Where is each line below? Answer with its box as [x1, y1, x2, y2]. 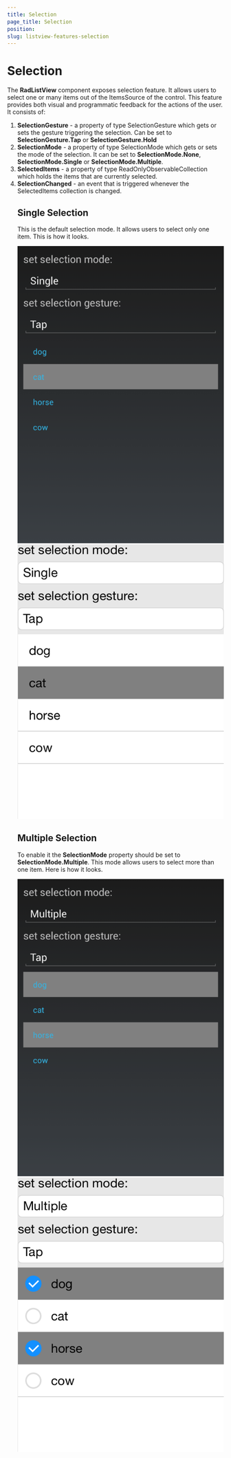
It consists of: [7, 108, 46, 116]
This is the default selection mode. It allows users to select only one [16, 225, 210, 233]
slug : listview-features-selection [7, 33, 109, 40]
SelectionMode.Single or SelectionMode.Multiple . [16, 158, 164, 166]
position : [7, 25, 36, 32]
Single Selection [16, 207, 89, 218]
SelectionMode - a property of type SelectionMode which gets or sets [16, 143, 218, 151]
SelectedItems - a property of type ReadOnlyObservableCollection [16, 165, 208, 173]
